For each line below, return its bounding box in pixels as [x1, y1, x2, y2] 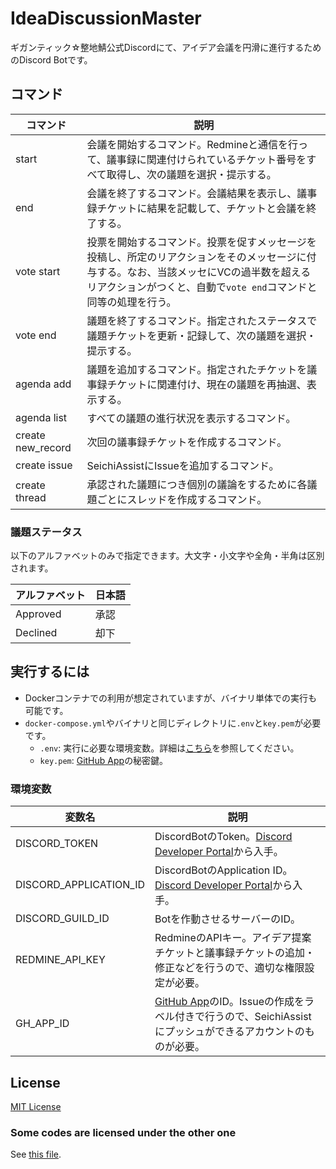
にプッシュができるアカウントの [154, 1025, 305, 1039]
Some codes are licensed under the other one [10, 1125, 237, 1139]
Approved [15, 607, 62, 621]
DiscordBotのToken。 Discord [154, 830, 293, 844]
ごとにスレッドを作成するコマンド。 [96, 492, 268, 506]
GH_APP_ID [15, 1017, 70, 1031]
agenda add [15, 377, 72, 391]
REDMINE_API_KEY [15, 953, 106, 967]
